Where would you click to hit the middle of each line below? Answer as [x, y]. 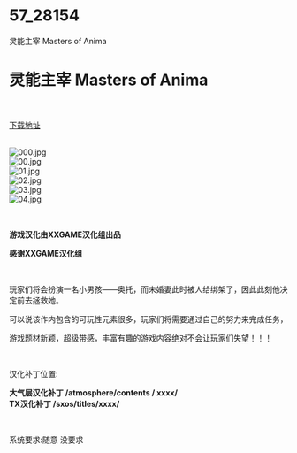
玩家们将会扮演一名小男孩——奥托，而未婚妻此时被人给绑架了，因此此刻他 [145, 289]
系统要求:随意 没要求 [46, 440]
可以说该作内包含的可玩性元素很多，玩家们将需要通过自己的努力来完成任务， [148, 319]
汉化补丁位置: [34, 373]
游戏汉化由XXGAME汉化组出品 [65, 234]
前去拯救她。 [40, 300]
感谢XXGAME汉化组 [46, 253]
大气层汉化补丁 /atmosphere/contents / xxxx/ [94, 392]
